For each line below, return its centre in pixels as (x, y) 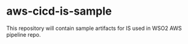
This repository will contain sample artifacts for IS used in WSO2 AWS (94, 28)
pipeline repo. (24, 34)
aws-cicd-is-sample (59, 11)
